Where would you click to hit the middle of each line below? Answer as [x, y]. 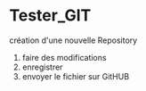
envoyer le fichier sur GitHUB [76, 76]
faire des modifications [64, 57]
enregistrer [42, 67]
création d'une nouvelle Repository [73, 40]
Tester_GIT [50, 16]
